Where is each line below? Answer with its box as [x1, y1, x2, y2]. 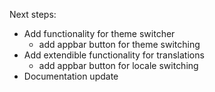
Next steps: [9, 9, 57, 20]
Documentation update [23, 70, 119, 82]
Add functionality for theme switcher [23, 28, 176, 39]
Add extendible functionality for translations [23, 49, 205, 61]
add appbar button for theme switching [38, 39, 201, 50]
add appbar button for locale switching [38, 60, 199, 71]
